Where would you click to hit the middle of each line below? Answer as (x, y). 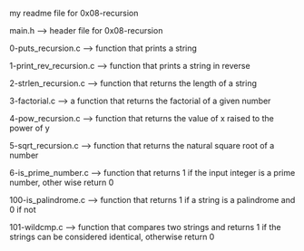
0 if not (23, 209)
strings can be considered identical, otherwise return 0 (112, 237)
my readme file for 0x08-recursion (74, 13)
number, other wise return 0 (62, 182)
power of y (29, 128)
